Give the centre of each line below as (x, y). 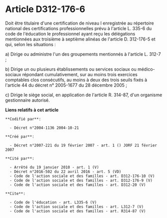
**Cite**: (15, 193)
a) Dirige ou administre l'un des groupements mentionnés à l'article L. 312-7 (83, 54)
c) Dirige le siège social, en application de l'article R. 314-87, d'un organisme (84, 95)
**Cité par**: (20, 158)
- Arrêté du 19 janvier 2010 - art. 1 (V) (54, 167)
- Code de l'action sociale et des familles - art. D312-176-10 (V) (82, 176)
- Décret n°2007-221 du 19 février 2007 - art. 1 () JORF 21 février (83, 145)
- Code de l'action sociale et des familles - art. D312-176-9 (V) (81, 180)
